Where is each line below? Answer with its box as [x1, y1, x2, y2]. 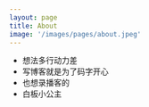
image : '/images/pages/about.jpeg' [9, 29, 142, 38]
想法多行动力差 [21, 55, 78, 66]
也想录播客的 [21, 78, 70, 88]
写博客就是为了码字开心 [21, 66, 109, 77]
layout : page [9, 12, 58, 22]
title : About [9, 21, 58, 30]
